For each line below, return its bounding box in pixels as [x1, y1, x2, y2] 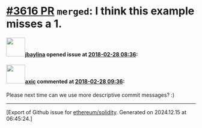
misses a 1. [6, 17, 62, 31]
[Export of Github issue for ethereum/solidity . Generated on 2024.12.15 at [6, 108, 187, 115]
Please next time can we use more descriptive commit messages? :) [6, 91, 175, 99]
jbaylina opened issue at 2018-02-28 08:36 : [25, 50, 138, 58]
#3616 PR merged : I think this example [6, 4, 195, 18]
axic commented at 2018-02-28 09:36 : [25, 78, 125, 85]
